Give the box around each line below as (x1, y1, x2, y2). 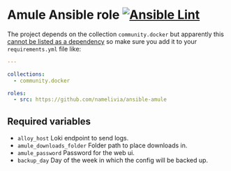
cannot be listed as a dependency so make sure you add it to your (7, 37, 198, 45)
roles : (7, 90, 27, 97)
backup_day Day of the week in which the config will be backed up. (17, 156, 208, 165)
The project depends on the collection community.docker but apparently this (7, 30, 225, 38)
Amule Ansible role (7, 7, 120, 23)
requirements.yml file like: (7, 44, 82, 53)
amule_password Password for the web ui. (17, 149, 135, 157)
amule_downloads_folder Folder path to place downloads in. (17, 141, 188, 149)
